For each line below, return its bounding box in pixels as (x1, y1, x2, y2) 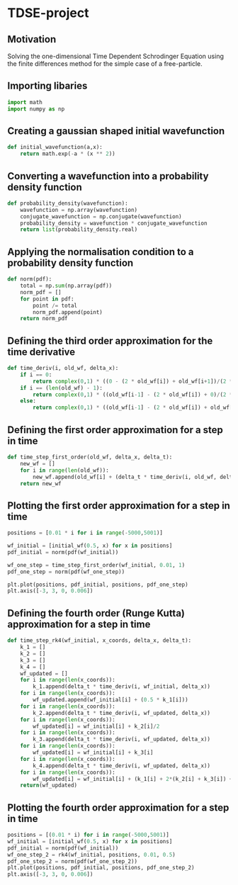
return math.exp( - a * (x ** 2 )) (20, 150, 115, 157)
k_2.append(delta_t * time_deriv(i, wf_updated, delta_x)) (33, 709, 211, 716)
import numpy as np (7, 105, 65, 113)
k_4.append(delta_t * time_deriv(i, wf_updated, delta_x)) (33, 762, 211, 770)
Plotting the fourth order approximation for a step (7, 801, 229, 813)
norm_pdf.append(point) (33, 308, 103, 316)
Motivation (7, 33, 57, 45)
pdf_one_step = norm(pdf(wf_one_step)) (7, 568, 125, 575)
